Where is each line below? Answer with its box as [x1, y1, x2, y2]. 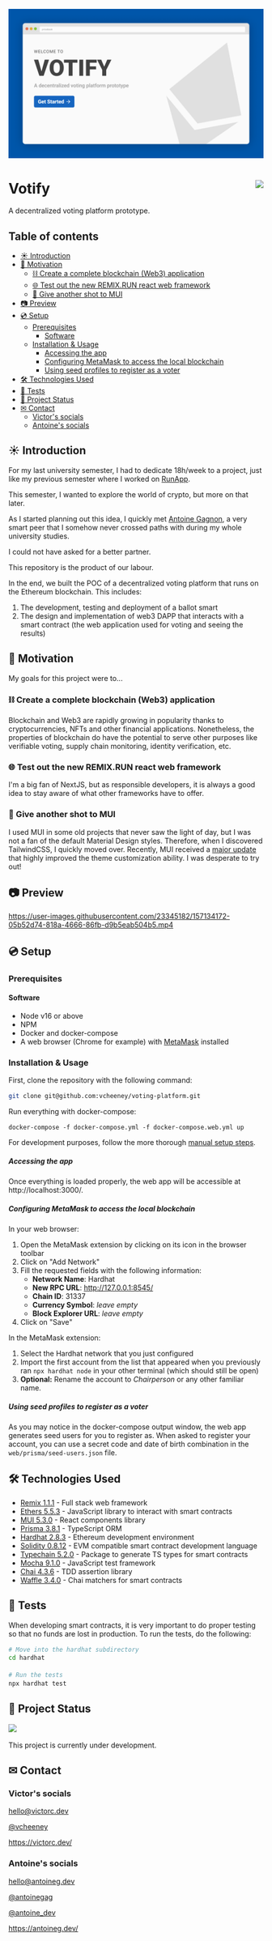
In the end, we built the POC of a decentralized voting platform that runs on [8, 578, 259, 588]
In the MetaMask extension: [8, 1333, 101, 1343]
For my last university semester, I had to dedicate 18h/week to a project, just [8, 465, 262, 475]
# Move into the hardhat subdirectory [8, 1645, 139, 1654]
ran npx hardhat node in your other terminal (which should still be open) [19, 1366, 259, 1376]
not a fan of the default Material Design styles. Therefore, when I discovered [8, 836, 263, 845]
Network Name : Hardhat [32, 1275, 116, 1284]
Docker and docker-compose [19, 1028, 119, 1037]
